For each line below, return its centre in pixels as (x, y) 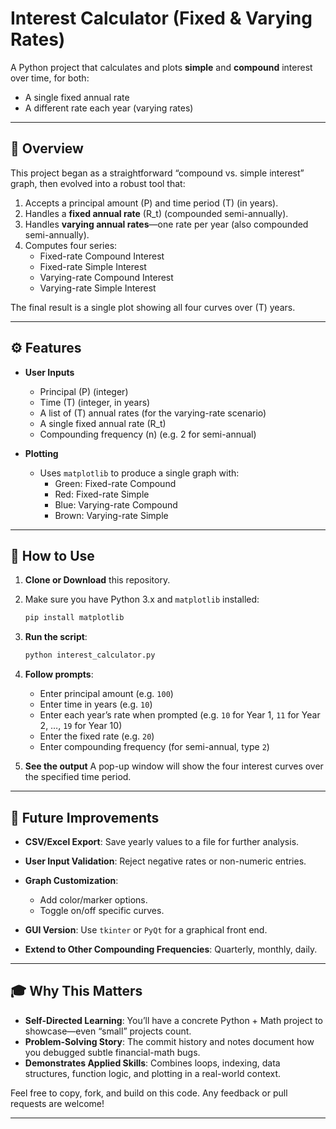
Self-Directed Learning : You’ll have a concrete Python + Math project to (174, 1020)
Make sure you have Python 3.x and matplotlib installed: (142, 599)
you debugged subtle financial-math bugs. (112, 1052)
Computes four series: (71, 245)
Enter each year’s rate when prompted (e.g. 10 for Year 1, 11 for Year (180, 715)
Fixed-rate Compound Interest (102, 256)
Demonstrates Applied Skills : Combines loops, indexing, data (152, 1063)
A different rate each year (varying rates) (109, 108)
